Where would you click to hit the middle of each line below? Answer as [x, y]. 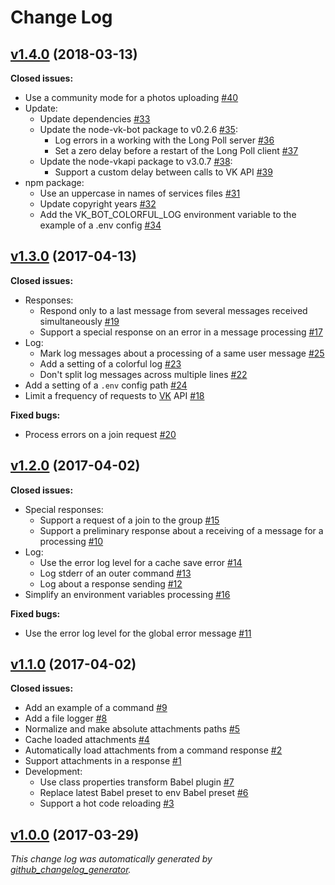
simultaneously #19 [79, 321]
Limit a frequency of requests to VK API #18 [114, 395]
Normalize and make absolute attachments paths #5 [132, 729]
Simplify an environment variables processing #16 [127, 594]
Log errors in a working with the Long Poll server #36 [164, 140]
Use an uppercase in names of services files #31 [140, 193]
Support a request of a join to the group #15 [129, 520]
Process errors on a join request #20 [100, 434]
